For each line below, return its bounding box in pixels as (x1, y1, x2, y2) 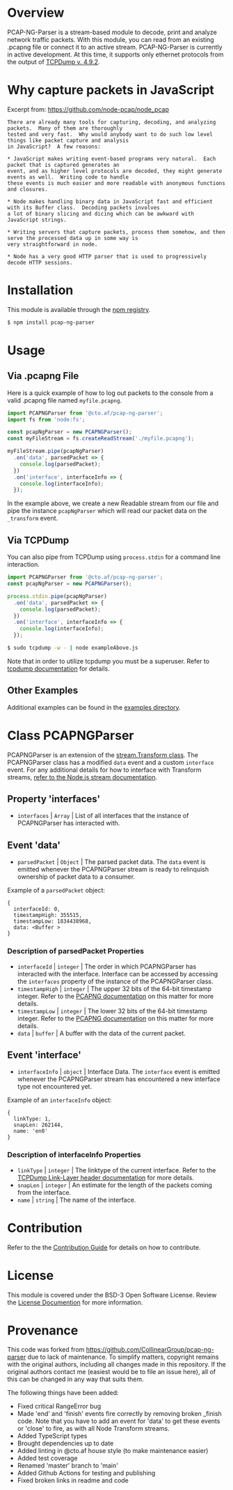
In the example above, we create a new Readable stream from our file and (7, 499, 219, 507)
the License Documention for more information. (7, 1298, 143, 1306)
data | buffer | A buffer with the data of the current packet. (17, 1029, 186, 1037)
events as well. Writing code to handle (7, 173, 129, 181)
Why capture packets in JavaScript (7, 82, 214, 98)
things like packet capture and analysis (7, 137, 129, 144)
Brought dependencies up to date (17, 1439, 114, 1447)
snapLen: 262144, (13, 1122, 64, 1128)
